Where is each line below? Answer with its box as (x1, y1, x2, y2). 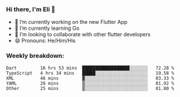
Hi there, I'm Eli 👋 (6, 5, 56, 13)
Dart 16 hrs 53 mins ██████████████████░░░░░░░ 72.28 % (6, 65, 175, 71)
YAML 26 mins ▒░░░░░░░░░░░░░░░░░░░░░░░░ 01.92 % (6, 80, 175, 86)
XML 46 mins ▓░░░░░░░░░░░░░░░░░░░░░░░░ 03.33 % (6, 75, 175, 81)
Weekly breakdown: (6, 52, 64, 60)
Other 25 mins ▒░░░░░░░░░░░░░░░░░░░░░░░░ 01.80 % (6, 85, 175, 91)
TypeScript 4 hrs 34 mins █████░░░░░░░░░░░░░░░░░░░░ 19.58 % (6, 70, 175, 76)
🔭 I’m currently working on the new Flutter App (14, 19, 128, 26)
